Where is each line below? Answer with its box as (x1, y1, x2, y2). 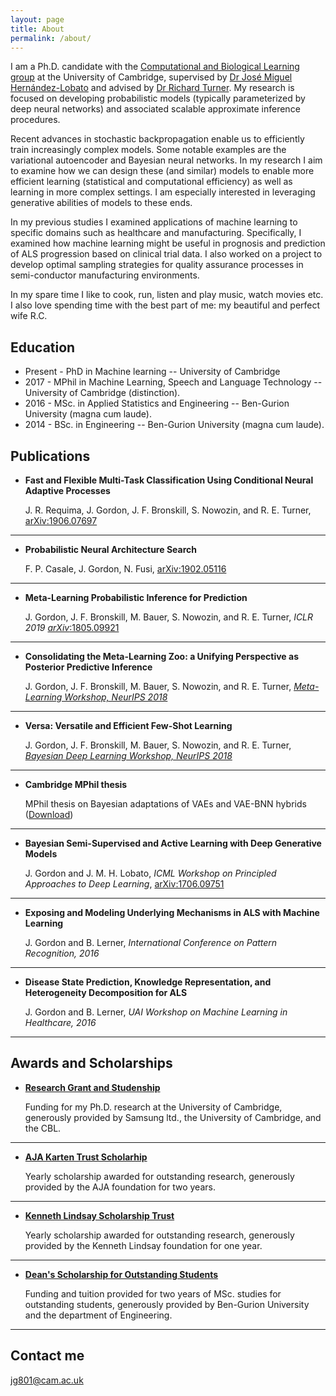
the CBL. (24, 1122, 62, 1134)
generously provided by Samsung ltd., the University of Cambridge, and (24, 1111, 322, 1123)
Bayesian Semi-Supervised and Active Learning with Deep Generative (24, 837, 322, 849)
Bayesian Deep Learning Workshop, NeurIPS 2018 (24, 750, 233, 761)
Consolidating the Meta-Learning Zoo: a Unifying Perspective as (24, 651, 299, 662)
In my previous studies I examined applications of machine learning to (10, 216, 298, 228)
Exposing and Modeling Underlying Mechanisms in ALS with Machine (24, 907, 320, 918)
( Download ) (24, 809, 74, 820)
